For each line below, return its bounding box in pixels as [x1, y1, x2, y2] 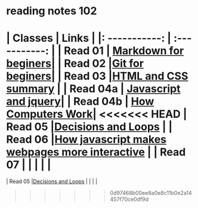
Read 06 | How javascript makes [6, 133, 167, 147]
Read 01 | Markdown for [63, 44, 184, 58]
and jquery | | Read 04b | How [6, 95, 154, 108]
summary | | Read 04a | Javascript [6, 82, 181, 96]
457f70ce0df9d [110, 195, 149, 203]
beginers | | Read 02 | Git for [6, 57, 144, 70]
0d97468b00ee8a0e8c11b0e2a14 [110, 190, 192, 197]
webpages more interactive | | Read [6, 145, 186, 159]
